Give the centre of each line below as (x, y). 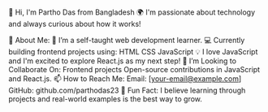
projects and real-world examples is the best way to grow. (106, 99)
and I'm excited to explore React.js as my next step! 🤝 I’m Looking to (123, 61)
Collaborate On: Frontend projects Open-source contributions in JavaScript (134, 69)
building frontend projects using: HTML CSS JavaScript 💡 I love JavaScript (133, 52)
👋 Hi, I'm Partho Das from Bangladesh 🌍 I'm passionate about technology (132, 12)
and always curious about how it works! (75, 24)
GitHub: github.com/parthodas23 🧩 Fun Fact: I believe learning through (127, 90)
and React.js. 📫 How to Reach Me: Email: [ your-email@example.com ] (125, 79)
